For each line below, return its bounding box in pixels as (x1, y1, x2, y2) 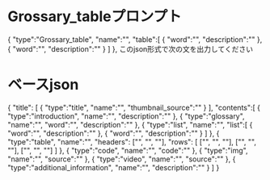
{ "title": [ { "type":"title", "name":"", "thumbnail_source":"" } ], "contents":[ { (7, 103, 260, 112)
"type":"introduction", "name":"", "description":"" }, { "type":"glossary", (7, 111, 245, 121)
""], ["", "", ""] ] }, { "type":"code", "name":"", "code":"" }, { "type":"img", (7, 145, 248, 155)
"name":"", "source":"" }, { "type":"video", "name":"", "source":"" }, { (7, 154, 236, 164)
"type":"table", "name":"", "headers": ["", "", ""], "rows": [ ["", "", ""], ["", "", (7, 136, 256, 146)
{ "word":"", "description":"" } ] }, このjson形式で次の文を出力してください (7, 44, 254, 53)
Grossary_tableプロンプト (7, 7, 183, 26)
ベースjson (7, 76, 79, 94)
